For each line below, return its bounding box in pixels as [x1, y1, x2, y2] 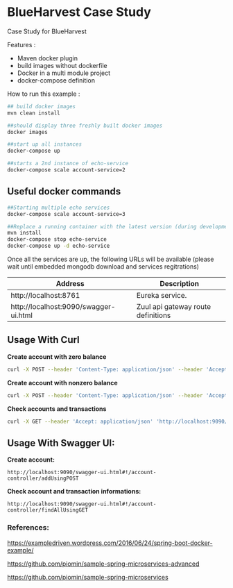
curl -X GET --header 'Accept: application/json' [7, 418, 154, 425]
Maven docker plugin [17, 53, 78, 62]
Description [159, 279, 200, 288]
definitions [136, 310, 171, 320]
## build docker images [7, 103, 76, 110]
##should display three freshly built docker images [7, 122, 163, 129]
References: [7, 523, 50, 532]
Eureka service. [136, 291, 187, 300]
